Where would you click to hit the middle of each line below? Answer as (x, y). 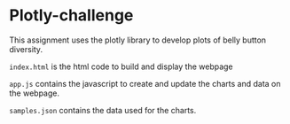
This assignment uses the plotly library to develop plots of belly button (138, 40)
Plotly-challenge (71, 15)
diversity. (26, 49)
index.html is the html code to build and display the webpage (121, 66)
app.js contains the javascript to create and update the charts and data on (145, 83)
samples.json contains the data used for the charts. (103, 110)
